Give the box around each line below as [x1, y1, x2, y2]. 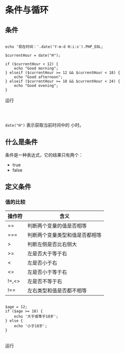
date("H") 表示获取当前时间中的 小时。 [5, 122, 84, 128]
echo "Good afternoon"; [14, 75, 63, 79]
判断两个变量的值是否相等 [27, 222, 87, 229]
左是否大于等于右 [27, 250, 68, 257]
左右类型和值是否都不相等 [27, 287, 87, 294]
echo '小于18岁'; [14, 323, 47, 328]
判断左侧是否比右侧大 [27, 240, 78, 247]
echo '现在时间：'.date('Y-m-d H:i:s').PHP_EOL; [5, 44, 104, 49]
